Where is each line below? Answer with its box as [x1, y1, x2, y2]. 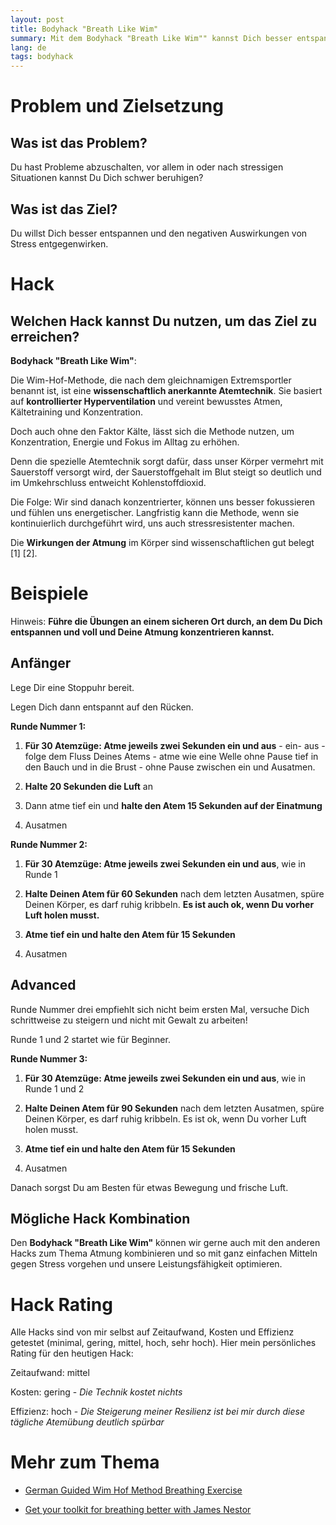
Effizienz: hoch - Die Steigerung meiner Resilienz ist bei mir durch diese [10, 1406, 306, 1418]
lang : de [10, 42, 47, 53]
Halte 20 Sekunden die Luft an [24, 780, 153, 792]
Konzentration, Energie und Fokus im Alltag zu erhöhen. [10, 436, 240, 448]
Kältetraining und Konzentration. [10, 406, 143, 418]
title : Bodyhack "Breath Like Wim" [10, 24, 159, 34]
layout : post [10, 14, 65, 25]
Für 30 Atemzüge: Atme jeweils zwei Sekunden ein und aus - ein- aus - [24, 739, 326, 751]
